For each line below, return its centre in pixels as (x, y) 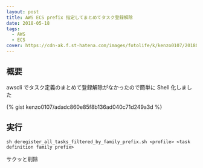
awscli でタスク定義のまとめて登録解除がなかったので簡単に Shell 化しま (97, 87)
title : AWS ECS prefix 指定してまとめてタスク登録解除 (69, 18)
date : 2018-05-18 (28, 23)
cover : (14, 46)
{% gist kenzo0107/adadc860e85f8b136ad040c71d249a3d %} (84, 107)
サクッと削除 (22, 159)
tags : (13, 29)
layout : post (23, 12)
